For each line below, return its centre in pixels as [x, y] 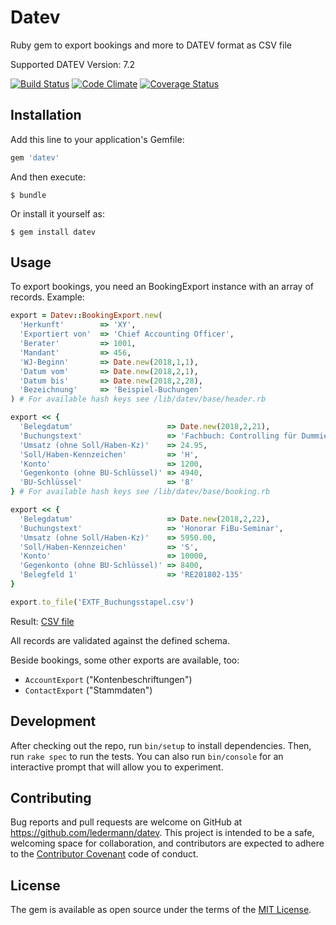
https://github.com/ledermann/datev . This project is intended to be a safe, [162, 833]
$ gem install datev [53, 232]
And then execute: [48, 177]
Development [53, 721]
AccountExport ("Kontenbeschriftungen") [108, 679]
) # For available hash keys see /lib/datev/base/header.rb [138, 399]
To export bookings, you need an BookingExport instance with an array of [162, 287]
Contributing [51, 798]
